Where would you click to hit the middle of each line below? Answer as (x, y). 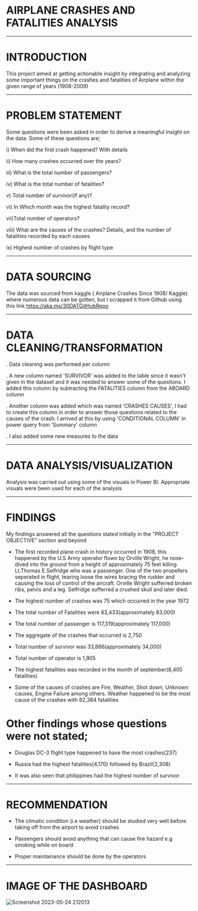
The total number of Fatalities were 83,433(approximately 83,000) (95, 612)
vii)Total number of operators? (43, 218)
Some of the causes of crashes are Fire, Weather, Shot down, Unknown (101, 687)
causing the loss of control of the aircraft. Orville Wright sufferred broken (103, 583)
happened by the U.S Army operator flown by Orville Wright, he (92, 558)
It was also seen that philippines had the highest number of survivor (97, 775)
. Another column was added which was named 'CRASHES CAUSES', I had (96, 406)
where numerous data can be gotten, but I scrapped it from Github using (94, 300)
